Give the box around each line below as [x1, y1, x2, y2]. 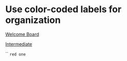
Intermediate [5, 41, 32, 47]
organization [5, 14, 61, 26]
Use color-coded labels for [5, 4, 122, 15]
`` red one [5, 51, 26, 57]
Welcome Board [5, 31, 40, 37]
